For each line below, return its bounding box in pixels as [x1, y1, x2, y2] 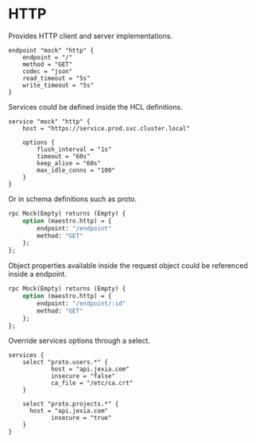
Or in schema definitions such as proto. [8, 194, 138, 204]
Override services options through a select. [8, 336, 151, 346]
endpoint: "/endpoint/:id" [37, 299, 126, 307]
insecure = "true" [50, 414, 112, 422]
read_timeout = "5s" [22, 74, 91, 82]
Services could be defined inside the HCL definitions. [8, 102, 183, 111]
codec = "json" [22, 67, 73, 76]
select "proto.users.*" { [22, 359, 109, 367]
